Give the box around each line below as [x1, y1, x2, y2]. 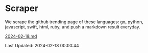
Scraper [5, 3, 38, 14]
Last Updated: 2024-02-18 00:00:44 [5, 42, 79, 48]
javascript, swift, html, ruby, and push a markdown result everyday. [5, 24, 141, 29]
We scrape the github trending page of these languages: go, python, [5, 19, 144, 25]
